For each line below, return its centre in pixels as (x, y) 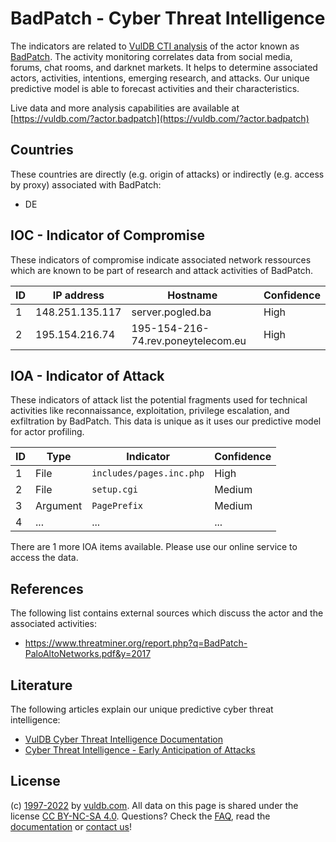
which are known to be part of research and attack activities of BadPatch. (162, 270)
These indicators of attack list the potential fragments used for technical (159, 400)
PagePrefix (117, 506)
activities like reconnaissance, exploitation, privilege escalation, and (150, 411)
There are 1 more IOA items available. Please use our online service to (154, 547)
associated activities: (54, 624)
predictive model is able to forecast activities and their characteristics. (155, 88)
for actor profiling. (47, 432)
